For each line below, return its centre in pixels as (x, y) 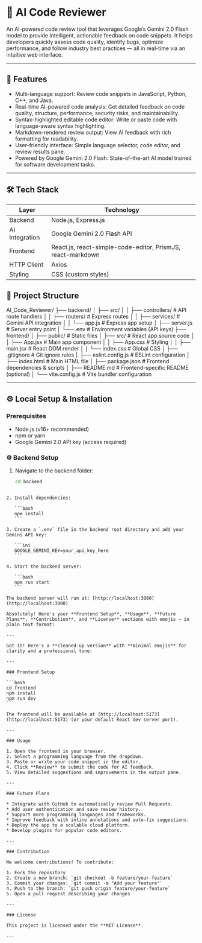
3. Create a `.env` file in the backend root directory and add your (95, 530)
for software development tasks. (55, 164)
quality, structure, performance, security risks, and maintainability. (97, 113)
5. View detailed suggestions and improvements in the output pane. (94, 773)
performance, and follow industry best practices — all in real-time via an (96, 48)
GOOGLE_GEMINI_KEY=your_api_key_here (62, 551)
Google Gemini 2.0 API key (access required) (71, 442)
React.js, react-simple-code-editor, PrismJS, (116, 247)
